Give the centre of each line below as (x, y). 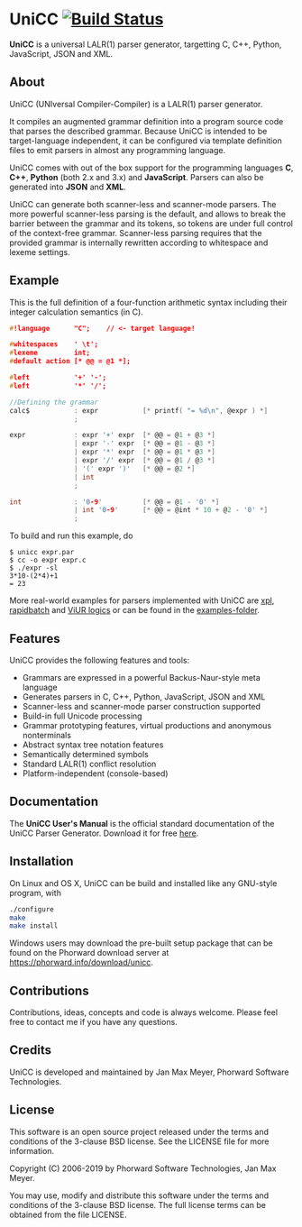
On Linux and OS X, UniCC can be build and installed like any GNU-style (143, 883)
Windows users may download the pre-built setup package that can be (141, 943)
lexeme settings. (40, 252)
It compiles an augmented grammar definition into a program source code (146, 121)
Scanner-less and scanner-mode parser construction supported (142, 706)
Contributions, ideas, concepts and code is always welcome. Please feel (143, 1012)
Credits (31, 1050)
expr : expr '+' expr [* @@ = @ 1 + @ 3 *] (113, 435)
